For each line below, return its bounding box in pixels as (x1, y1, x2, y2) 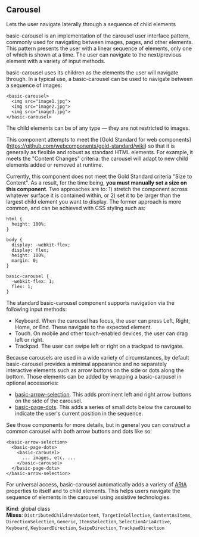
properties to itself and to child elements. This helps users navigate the (6, 487, 181, 494)
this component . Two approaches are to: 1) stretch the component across (6, 185, 188, 192)
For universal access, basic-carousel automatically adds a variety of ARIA (6, 480, 187, 488)
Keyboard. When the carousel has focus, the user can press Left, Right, (14, 317, 191, 324)
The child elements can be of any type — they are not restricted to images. (6, 124, 190, 132)
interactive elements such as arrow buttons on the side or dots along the (6, 366, 184, 374)
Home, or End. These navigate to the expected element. (14, 323, 153, 330)
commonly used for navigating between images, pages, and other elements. (6, 38, 194, 45)
